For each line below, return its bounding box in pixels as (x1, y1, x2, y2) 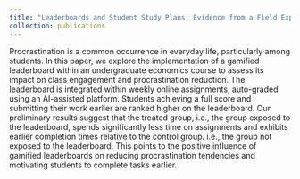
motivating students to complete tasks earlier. (9, 159, 178, 170)
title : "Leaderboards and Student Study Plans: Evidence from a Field (9, 12, 278, 22)
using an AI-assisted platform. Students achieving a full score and (9, 93, 252, 103)
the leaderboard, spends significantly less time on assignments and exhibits (9, 121, 288, 132)
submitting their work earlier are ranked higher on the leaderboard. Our (9, 102, 271, 113)
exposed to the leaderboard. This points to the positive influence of (9, 140, 257, 151)
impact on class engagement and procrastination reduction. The (9, 74, 246, 85)
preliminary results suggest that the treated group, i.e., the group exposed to (9, 112, 291, 123)
